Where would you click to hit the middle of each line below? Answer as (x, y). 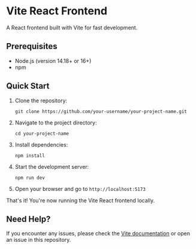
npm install (30, 156)
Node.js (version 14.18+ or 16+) (53, 60)
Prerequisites (32, 46)
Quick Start (28, 86)
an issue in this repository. (39, 240)
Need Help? (28, 219)
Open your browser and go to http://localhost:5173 (80, 189)
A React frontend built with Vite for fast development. (72, 28)
